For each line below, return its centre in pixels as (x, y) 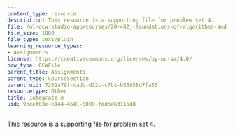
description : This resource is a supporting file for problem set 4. (111, 20)
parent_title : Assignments (47, 72)
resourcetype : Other (37, 91)
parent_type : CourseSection (48, 78)
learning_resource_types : (45, 46)
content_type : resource (42, 14)
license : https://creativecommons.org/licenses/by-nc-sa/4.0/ (100, 59)
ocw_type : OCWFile (34, 65)
